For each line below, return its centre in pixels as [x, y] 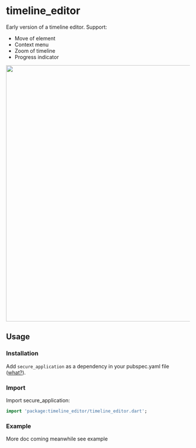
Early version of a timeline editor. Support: [57, 27]
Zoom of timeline [35, 50]
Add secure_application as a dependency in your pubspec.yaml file [87, 366]
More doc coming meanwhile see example [57, 439]
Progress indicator [37, 57]
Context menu [32, 45]
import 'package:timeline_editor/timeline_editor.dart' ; [77, 411]
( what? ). [16, 372]
